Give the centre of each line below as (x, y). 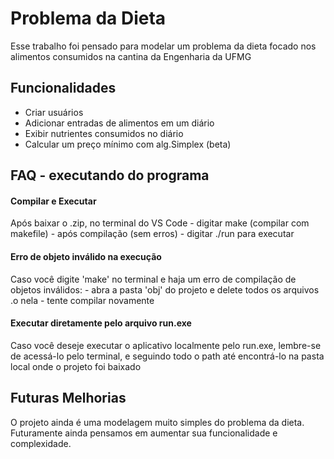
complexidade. (41, 443)
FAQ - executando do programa (110, 175)
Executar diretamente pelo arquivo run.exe (101, 323)
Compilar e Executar (53, 201)
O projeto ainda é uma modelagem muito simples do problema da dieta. (157, 422)
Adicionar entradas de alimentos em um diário (119, 123)
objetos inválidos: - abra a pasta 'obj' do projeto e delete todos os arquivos (165, 289)
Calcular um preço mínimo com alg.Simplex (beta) (128, 144)
